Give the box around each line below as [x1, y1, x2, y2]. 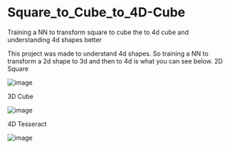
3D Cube [7, 92, 33, 101]
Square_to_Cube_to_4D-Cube [7, 4, 186, 21]
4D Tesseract [7, 119, 47, 128]
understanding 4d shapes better [7, 35, 102, 43]
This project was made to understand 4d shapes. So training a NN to [7, 49, 209, 58]
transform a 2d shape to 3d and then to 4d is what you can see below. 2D [7, 56, 223, 65]
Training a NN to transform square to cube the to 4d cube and [7, 28, 189, 36]
